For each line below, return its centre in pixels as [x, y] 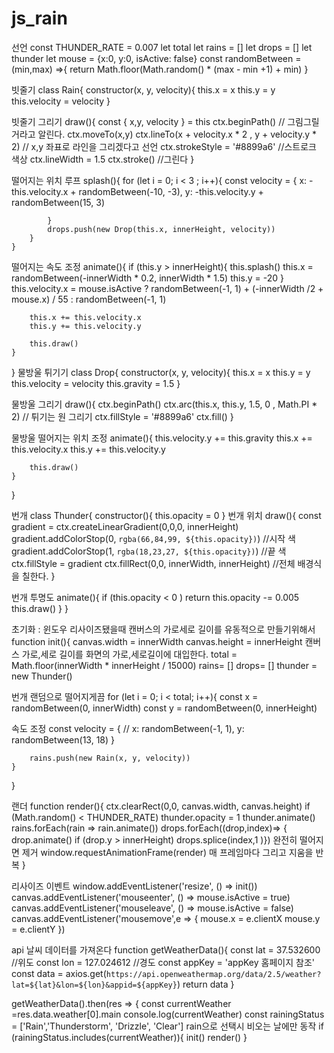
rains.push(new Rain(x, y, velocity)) [110, 758]
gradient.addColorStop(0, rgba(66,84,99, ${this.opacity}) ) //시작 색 [153, 538]
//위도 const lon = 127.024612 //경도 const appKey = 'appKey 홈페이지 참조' [163, 962]
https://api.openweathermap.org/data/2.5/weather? [213, 974]
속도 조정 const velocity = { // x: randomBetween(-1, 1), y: [128, 728]
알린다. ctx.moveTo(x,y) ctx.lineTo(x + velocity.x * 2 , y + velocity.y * [177, 134]
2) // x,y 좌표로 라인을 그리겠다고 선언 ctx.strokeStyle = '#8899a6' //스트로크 [164, 146]
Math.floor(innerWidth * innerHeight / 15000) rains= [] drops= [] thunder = [164, 665]
